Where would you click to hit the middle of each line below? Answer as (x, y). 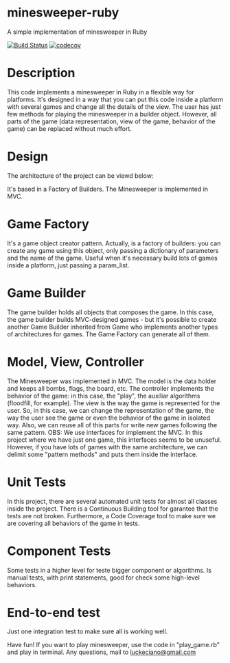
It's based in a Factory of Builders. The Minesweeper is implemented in (107, 189)
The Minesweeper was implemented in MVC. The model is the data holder (112, 381)
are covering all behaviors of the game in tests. (73, 523)
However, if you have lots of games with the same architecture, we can (107, 447)
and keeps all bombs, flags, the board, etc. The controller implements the (111, 388)
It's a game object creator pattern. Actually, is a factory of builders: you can (114, 243)
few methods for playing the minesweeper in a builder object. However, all (112, 114)
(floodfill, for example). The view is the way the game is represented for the (114, 403)
